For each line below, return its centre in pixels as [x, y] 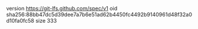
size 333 [46, 21]
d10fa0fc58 [20, 21]
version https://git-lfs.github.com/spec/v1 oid [62, 8]
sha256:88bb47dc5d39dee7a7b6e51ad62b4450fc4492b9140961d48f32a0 [99, 14]
